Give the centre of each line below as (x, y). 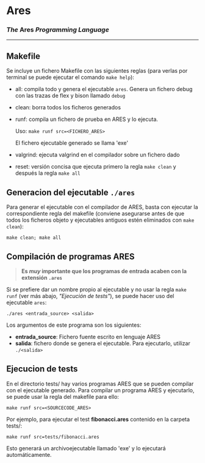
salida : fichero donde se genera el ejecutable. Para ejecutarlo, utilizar (103, 343)
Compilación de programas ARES (71, 256)
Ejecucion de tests (42, 369)
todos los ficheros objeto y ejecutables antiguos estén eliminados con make (100, 220)
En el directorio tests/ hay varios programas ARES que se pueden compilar (100, 384)
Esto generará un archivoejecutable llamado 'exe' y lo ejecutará (86, 448)
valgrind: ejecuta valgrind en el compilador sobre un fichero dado (97, 155)
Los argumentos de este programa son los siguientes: (74, 325)
